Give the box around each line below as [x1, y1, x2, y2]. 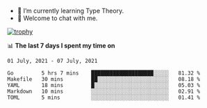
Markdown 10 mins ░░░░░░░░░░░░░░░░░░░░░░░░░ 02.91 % [7, 88, 200, 95]
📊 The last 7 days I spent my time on [7, 42, 116, 49]
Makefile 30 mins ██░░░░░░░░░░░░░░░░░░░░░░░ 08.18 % [7, 76, 200, 83]
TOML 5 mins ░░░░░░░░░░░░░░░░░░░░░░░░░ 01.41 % [7, 94, 200, 101]
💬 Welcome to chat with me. [17, 14, 98, 22]
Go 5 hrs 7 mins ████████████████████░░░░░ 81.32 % [7, 70, 200, 77]
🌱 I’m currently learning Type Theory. [17, 7, 124, 15]
